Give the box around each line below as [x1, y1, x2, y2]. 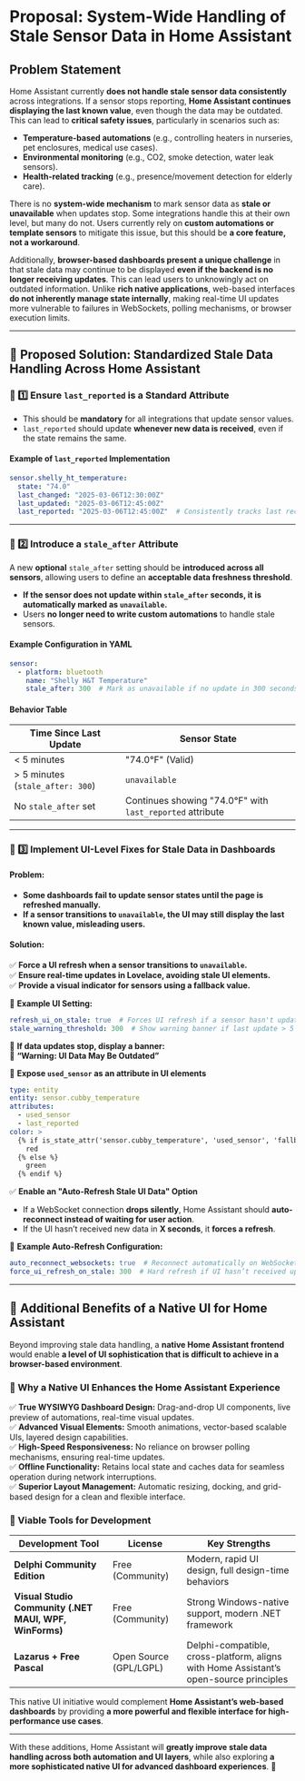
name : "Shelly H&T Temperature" [25, 676, 148, 685]
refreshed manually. [22, 899, 102, 910]
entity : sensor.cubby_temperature [9, 1093, 141, 1103]
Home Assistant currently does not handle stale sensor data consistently [9, 86, 288, 96]
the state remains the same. [22, 432, 127, 443]
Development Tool [18, 1538, 100, 1550]
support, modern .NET [186, 1608, 281, 1620]
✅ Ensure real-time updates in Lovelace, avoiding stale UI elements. [9, 969, 271, 980]
